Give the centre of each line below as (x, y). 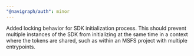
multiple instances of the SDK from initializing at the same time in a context (97, 34)
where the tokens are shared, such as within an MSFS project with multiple (97, 40)
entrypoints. (21, 47)
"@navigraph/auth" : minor (38, 11)
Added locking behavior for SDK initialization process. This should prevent (96, 28)
